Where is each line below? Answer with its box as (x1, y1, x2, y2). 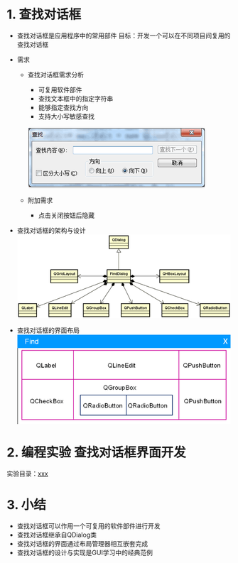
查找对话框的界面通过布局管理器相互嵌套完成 (16, 540, 148, 548)
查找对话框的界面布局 (16, 326, 80, 334)
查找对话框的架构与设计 (16, 226, 86, 234)
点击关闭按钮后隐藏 (38, 211, 95, 219)
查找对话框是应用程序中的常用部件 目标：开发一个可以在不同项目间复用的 (16, 31, 231, 40)
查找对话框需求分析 (27, 70, 85, 79)
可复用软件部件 (38, 85, 82, 94)
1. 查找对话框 (6, 6, 82, 23)
